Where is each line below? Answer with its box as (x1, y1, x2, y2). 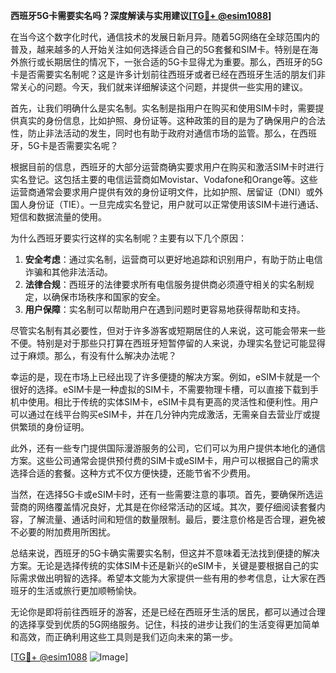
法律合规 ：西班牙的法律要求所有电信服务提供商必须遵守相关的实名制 (24, 279, 306, 290)
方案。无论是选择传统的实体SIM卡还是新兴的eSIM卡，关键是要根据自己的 (10, 560, 310, 571)
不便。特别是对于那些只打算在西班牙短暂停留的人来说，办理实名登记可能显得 (10, 337, 326, 349)
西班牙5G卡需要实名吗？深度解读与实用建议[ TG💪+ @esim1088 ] (10, 10, 272, 21)
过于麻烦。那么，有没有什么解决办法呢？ (10, 350, 177, 361)
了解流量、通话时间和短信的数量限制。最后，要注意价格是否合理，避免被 (27, 514, 326, 525)
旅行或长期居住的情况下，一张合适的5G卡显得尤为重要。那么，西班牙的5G (18, 56, 323, 68)
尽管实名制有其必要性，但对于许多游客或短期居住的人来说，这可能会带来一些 (10, 325, 326, 336)
